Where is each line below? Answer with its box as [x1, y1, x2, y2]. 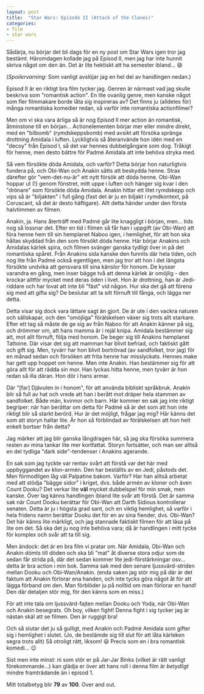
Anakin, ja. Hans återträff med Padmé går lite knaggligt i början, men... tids [6, 218, 194, 225]
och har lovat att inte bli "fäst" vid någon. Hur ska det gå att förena [25, 283, 192, 290]
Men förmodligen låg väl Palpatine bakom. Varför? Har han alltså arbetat [6, 472, 188, 480]
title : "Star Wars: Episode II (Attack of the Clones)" [6, 15, 154, 21]
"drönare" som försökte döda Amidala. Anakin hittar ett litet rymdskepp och [6, 187, 195, 194]
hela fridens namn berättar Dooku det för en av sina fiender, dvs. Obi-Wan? [6, 511, 195, 519]
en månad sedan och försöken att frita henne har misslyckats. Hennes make [6, 353, 197, 360]
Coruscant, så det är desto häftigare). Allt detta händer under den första [6, 200, 187, 207]
